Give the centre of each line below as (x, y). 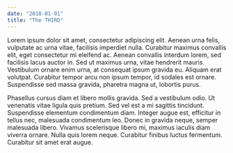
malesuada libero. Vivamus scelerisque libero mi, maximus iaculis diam (109, 127)
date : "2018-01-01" (35, 14)
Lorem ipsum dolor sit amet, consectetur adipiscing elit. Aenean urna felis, (114, 40)
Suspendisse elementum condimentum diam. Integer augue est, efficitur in (114, 113)
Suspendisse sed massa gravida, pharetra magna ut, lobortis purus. (104, 84)
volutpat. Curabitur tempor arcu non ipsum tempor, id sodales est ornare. (112, 76)
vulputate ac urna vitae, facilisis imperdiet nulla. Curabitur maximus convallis (117, 47)
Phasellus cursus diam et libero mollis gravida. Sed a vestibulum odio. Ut (111, 97)
